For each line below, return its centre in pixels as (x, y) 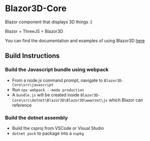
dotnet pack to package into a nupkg (48, 133)
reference (22, 105)
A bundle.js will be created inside (46, 94)
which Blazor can (126, 100)
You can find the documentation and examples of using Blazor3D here (75, 40)
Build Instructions (32, 56)
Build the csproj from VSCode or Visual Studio (58, 128)
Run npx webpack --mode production (48, 90)
